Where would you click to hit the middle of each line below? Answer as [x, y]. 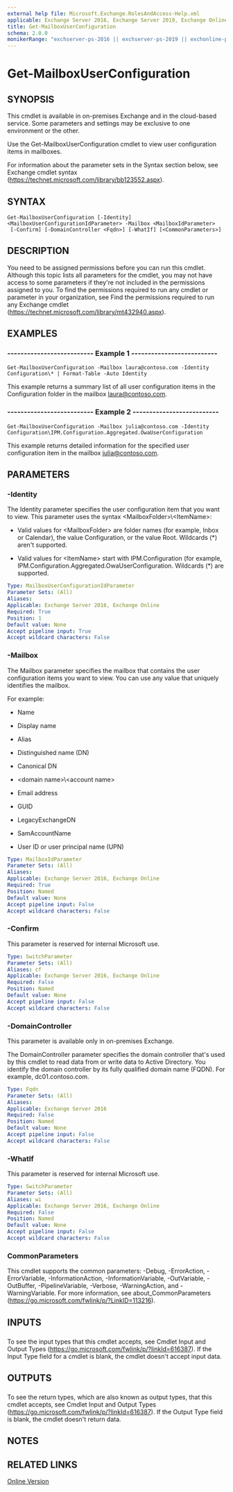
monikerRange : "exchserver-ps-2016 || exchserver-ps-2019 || [97, 40]
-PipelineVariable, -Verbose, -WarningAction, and [108, 1286]
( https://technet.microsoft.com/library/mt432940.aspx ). [87, 312]
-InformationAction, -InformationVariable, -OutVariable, [127, 1278]
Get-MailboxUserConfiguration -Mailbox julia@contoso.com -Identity [108, 426]
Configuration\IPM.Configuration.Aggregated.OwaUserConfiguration [105, 432]
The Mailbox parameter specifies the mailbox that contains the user [104, 670]
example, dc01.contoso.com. [48, 1076]
